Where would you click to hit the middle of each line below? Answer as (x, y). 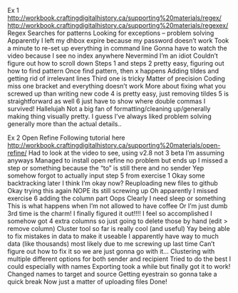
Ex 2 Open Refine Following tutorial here (67, 138)
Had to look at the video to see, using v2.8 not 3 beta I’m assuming (126, 153)
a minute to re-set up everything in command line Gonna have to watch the (117, 48)
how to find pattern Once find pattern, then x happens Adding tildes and (113, 71)
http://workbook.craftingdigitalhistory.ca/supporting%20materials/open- (114, 145)
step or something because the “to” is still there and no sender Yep (106, 168)
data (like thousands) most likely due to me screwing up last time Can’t (111, 244)
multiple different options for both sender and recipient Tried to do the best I (119, 259)
